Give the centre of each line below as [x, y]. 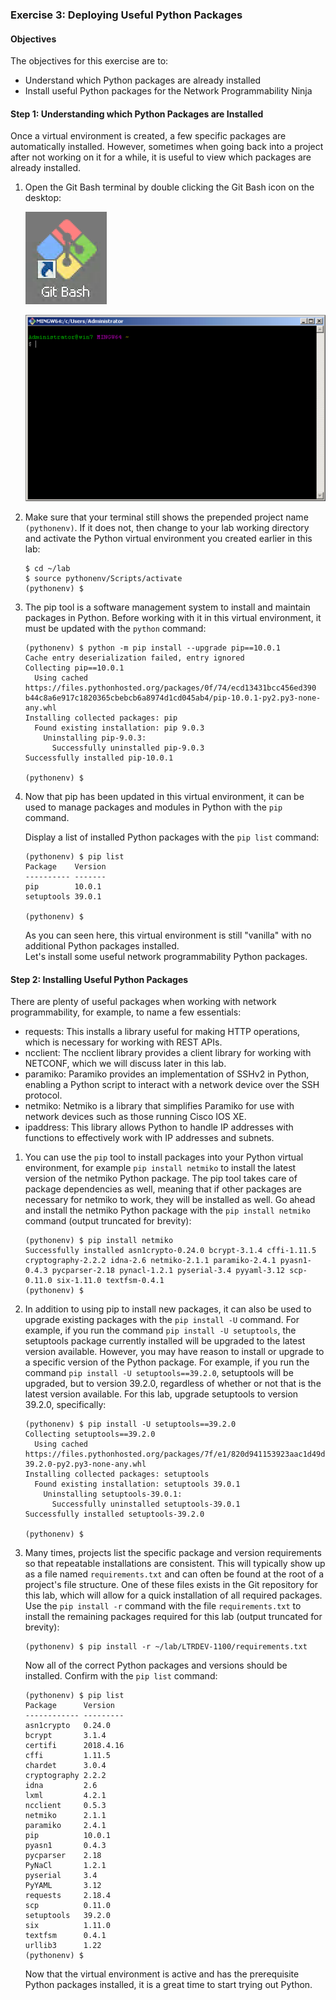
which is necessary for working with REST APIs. [123, 1042]
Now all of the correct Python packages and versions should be [156, 1665]
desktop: [43, 198]
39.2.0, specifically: [65, 1405]
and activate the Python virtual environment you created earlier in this [168, 539]
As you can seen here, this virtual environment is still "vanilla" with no [168, 935]
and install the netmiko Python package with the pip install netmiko [167, 1210]
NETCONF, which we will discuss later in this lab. [125, 1064]
